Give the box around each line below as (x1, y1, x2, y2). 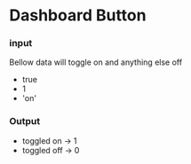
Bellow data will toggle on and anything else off (9, 57, 183, 67)
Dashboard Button (9, 5, 147, 26)
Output (9, 115, 41, 128)
